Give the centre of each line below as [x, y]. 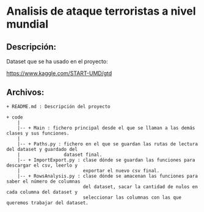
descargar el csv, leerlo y [42, 165]
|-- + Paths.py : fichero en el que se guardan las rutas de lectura [108, 144]
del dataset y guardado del [42, 149]
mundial [27, 24]
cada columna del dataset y [42, 192]
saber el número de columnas [43, 181]
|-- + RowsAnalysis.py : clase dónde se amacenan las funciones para [108, 176]
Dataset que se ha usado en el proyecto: [57, 61]
